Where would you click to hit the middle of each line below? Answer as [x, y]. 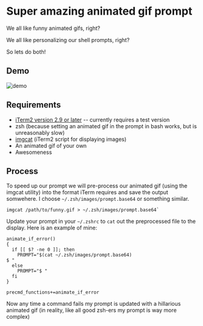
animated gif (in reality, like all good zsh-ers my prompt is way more [91, 310]
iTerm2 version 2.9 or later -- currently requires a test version [92, 120]
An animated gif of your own [51, 145]
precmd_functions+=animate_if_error [53, 292]
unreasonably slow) [40, 132]
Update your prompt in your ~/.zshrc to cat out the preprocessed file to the [101, 222]
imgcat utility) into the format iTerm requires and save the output [87, 192]
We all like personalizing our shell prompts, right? [68, 40]
